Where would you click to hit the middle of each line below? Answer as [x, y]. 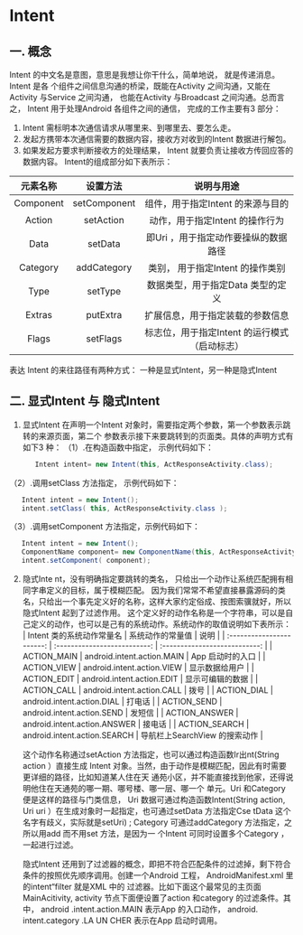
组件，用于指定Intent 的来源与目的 [217, 204]
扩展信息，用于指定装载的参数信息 [216, 315]
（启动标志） [216, 346]
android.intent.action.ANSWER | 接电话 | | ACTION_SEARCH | [136, 725]
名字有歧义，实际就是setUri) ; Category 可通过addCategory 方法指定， [153, 822]
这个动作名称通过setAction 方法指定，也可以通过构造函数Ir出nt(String [151, 754]
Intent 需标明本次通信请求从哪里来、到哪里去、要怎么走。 [129, 128]
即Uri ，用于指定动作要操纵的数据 [216, 238]
